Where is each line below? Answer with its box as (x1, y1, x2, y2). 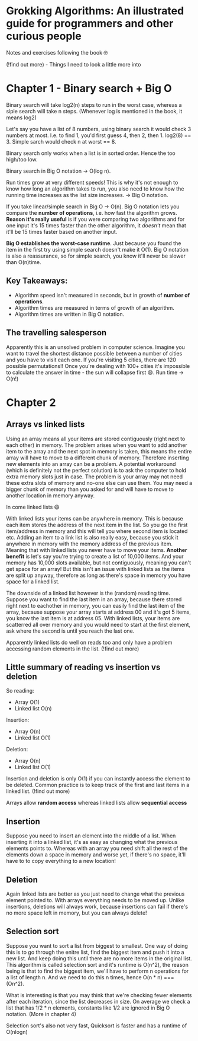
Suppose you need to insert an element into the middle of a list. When (6, 832, 176, 839)
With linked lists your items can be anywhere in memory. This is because (6, 515, 183, 522)
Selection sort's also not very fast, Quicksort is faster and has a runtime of (6, 1022, 187, 1029)
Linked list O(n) (14, 705, 52, 712)
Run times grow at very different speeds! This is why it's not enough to (6, 179, 178, 186)
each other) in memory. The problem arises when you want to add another (6, 441, 187, 449)
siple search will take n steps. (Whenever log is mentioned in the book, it (6, 107, 183, 115)
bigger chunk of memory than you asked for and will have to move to (6, 485, 174, 493)
